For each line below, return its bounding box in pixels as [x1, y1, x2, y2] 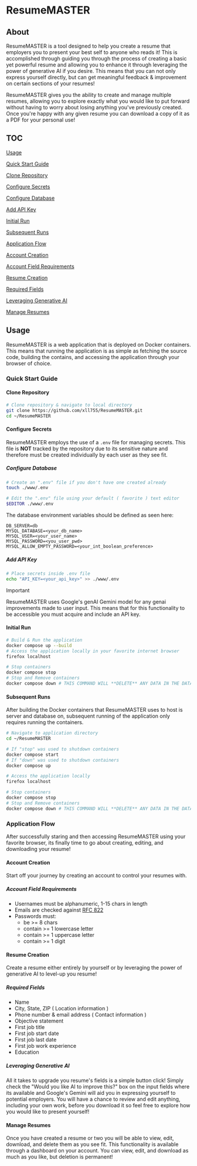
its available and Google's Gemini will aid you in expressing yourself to [6, 1090, 176, 1097]
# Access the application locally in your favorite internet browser [6, 648, 180, 654]
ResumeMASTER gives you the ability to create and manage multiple [6, 92, 172, 98]
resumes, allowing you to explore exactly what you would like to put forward [6, 98, 190, 105]
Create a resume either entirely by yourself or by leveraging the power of [6, 964, 182, 971]
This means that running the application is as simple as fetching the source [6, 347, 188, 354]
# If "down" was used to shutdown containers [6, 757, 119, 763]
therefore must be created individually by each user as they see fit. [6, 451, 168, 458]
